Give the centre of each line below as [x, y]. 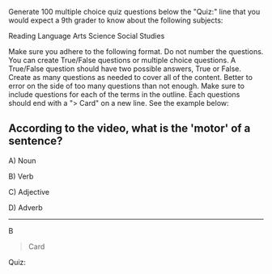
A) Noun [22, 160]
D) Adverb [25, 207]
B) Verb [21, 176]
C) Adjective [29, 192]
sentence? [36, 141]
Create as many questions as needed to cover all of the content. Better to [131, 77]
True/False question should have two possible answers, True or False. [125, 69]
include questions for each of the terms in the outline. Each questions [124, 95]
